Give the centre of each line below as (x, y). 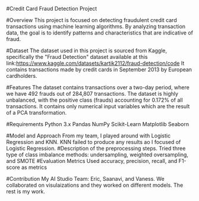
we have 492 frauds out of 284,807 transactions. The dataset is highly (92, 94)
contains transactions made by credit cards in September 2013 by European (99, 70)
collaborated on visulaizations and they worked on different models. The (95, 185)
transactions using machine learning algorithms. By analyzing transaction (96, 26)
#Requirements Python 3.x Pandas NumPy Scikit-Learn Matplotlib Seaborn (97, 124)
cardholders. (22, 76)
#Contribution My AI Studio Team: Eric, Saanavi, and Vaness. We (85, 179)
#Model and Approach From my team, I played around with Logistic (89, 136)
